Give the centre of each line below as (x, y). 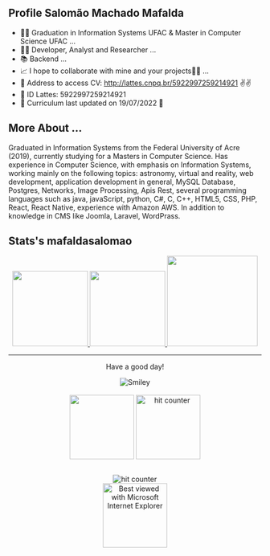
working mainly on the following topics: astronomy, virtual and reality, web (131, 173)
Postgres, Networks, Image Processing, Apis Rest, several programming (127, 190)
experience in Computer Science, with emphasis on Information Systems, (130, 165)
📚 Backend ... (43, 59)
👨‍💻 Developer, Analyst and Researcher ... (88, 49)
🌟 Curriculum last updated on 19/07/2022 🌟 (92, 103)
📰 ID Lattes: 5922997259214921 (73, 94)
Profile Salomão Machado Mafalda (96, 13)
